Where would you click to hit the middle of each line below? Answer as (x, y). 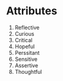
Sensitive (26, 59)
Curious (24, 33)
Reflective (27, 27)
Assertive (26, 65)
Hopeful (25, 46)
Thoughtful (28, 71)
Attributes (32, 11)
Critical (23, 40)
